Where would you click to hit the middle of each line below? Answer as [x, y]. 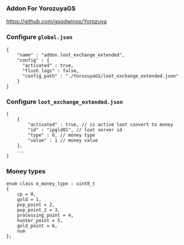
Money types [26, 171]
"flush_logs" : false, [51, 70]
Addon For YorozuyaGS [41, 8]
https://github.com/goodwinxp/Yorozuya [57, 22]
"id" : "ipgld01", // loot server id [75, 130]
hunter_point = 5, [40, 221]
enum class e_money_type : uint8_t [51, 184]
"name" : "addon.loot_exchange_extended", [71, 55]
